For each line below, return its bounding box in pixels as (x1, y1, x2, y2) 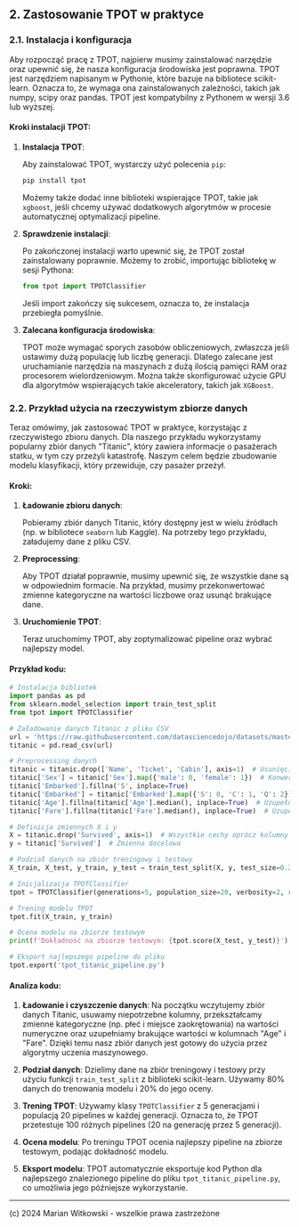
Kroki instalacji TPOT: (9, 122, 92, 133)
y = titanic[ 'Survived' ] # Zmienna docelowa (9, 839, 181, 849)
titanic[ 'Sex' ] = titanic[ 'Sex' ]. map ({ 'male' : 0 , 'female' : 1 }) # (9, 774, 265, 783)
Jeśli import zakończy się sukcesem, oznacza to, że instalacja (21, 297, 250, 308)
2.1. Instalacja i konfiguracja (9, 34, 132, 46)
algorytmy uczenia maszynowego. (21, 1047, 149, 1058)
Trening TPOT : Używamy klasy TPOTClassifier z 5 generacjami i (21, 1101, 260, 1111)
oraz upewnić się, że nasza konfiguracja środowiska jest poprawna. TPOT (9, 63, 280, 74)
